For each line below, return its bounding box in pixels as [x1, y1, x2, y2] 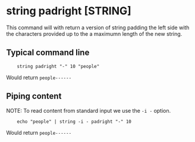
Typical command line [6, 48, 90, 58]
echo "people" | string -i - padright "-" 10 [17, 118, 132, 125]
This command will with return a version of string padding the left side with [6, 24, 190, 31]
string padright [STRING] [6, 4, 132, 18]
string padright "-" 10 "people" [17, 63, 100, 69]
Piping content [6, 91, 62, 101]
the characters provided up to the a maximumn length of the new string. [6, 30, 183, 37]
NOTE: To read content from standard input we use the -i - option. [6, 107, 171, 114]
